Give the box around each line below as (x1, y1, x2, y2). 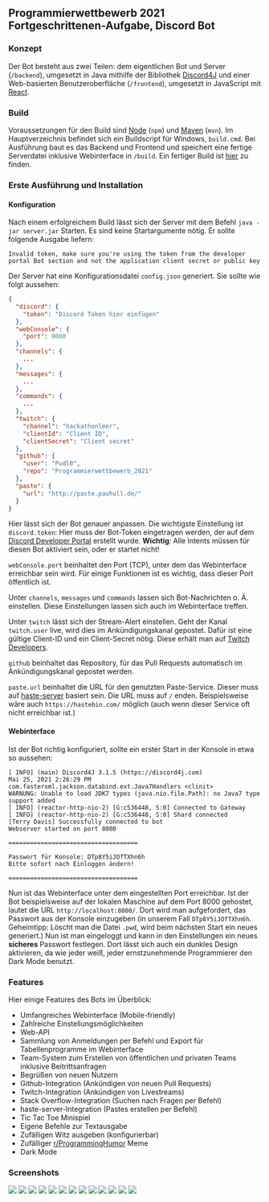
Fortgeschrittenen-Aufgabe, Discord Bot (8, 19, 215, 33)
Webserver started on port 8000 (8, 824, 116, 833)
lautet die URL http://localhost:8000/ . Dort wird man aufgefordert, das (8, 905, 247, 915)
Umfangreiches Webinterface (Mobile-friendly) (19, 1010, 176, 1019)
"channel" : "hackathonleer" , (22, 422, 120, 430)
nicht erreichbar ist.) (8, 708, 76, 718)
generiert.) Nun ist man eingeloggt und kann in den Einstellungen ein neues (8, 930, 259, 940)
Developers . (8, 642, 48, 652)
